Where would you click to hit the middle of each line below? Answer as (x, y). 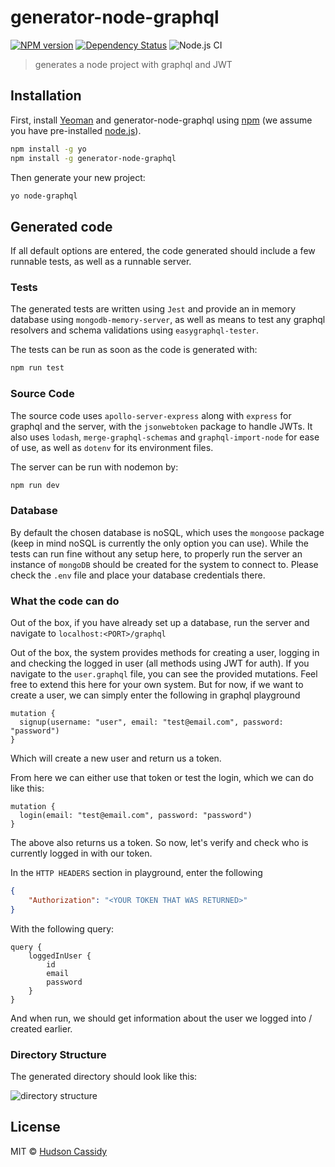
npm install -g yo (48, 149)
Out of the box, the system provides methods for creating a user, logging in (165, 653)
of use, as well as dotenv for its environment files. (112, 447)
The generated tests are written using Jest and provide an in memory (153, 309)
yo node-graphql (44, 196)
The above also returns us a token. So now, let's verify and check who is (159, 843)
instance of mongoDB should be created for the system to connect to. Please (164, 564)
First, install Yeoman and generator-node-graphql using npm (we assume (161, 120)
